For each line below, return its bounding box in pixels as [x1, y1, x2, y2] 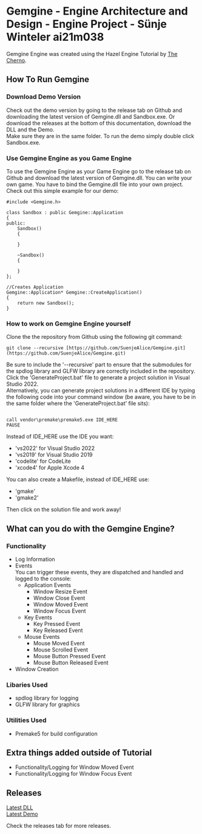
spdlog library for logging [15, 695, 79, 702]
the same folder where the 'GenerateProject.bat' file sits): [6, 400, 150, 407]
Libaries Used [6, 680, 48, 689]
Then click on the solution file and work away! [6, 506, 121, 513]
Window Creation [15, 665, 59, 673]
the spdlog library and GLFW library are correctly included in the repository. [6, 367, 195, 375]
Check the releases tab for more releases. [6, 822, 111, 830]
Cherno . [6, 57, 27, 64]
